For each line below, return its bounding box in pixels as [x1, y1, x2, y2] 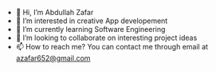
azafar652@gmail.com [15, 53, 91, 63]
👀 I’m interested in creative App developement [15, 16, 168, 26]
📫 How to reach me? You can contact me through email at [15, 42, 209, 51]
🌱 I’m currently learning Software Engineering [15, 25, 166, 34]
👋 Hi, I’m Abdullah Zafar [15, 8, 94, 17]
